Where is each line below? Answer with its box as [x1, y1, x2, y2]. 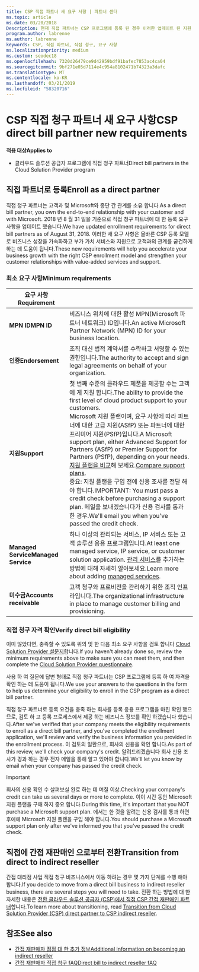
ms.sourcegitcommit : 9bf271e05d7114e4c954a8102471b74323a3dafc [6, 64, 166, 70]
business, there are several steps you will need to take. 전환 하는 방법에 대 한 [6, 888, 191, 895]
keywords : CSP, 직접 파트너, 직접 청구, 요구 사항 [6, 42, 117, 48]
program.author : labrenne [6, 31, 70, 37]
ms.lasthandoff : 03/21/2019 [6, 81, 76, 87]
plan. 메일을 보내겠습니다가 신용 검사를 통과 [69, 502, 184, 511]
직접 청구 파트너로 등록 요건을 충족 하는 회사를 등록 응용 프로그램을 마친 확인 [6, 706, 182, 713]
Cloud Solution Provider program [14, 166, 95, 173]
